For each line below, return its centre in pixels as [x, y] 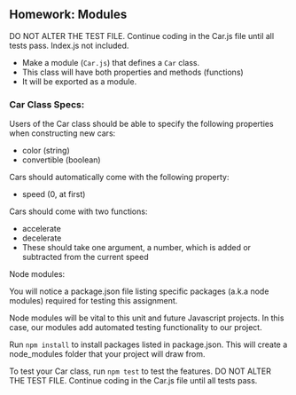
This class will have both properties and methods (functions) [132, 72]
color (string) [46, 151]
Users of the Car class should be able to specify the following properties [141, 124]
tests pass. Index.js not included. [69, 45]
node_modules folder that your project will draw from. [107, 354]
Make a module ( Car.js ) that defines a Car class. [111, 62]
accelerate [42, 229]
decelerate [42, 238]
